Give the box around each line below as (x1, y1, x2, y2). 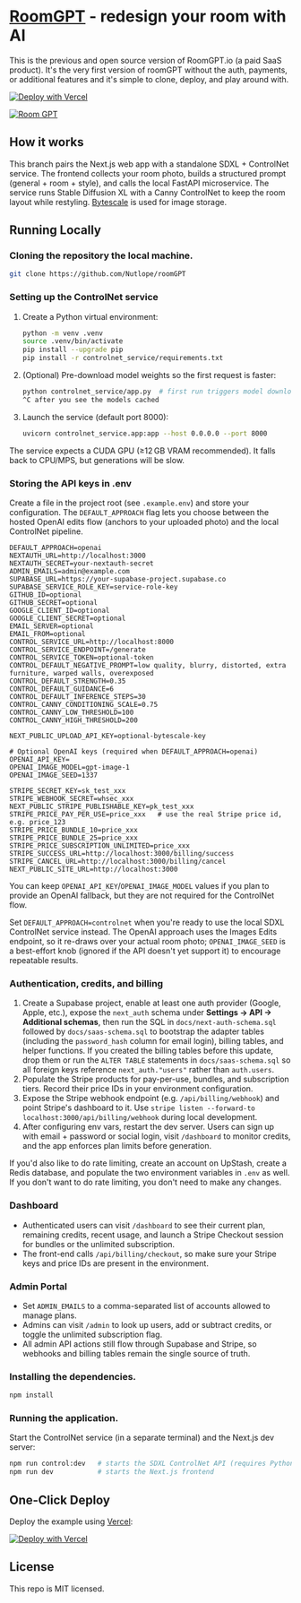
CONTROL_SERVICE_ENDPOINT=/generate (9, 645, 146, 655)
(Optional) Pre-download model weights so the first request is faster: (21, 370, 276, 381)
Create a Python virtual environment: (21, 311, 159, 322)
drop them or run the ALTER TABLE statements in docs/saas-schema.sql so (21, 1055, 291, 1065)
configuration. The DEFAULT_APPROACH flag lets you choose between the (9, 507, 270, 518)
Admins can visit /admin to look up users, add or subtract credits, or (21, 1319, 272, 1330)
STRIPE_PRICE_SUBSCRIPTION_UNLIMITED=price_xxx (9, 841, 191, 850)
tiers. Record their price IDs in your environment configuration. (21, 1083, 254, 1094)
